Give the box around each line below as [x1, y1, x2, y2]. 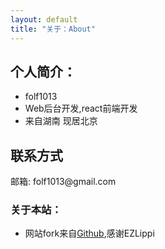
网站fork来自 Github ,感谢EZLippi [24, 227, 155, 240]
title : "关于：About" [10, 24, 96, 34]
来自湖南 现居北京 [24, 115, 98, 127]
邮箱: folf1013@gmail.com [10, 176, 117, 188]
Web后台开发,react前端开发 [24, 102, 138, 115]
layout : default [10, 14, 78, 25]
